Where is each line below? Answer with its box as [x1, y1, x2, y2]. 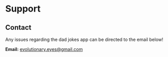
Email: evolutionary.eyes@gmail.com [5, 46, 83, 52]
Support [5, 3, 41, 15]
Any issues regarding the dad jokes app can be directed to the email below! [5, 36, 164, 42]
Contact [5, 23, 32, 32]
